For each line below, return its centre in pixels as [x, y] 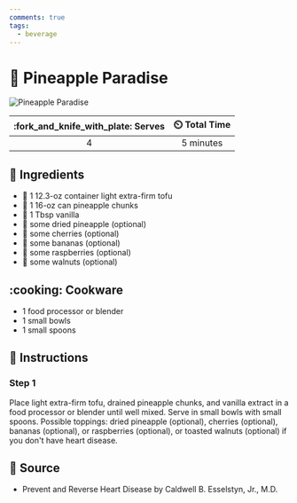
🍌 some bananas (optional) [71, 243]
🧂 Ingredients [47, 174]
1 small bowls [46, 320]
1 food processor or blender [73, 310]
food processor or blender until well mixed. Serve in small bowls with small [145, 412]
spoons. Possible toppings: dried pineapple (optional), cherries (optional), [144, 421]
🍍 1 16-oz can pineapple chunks [80, 206]
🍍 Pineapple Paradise [89, 78]
